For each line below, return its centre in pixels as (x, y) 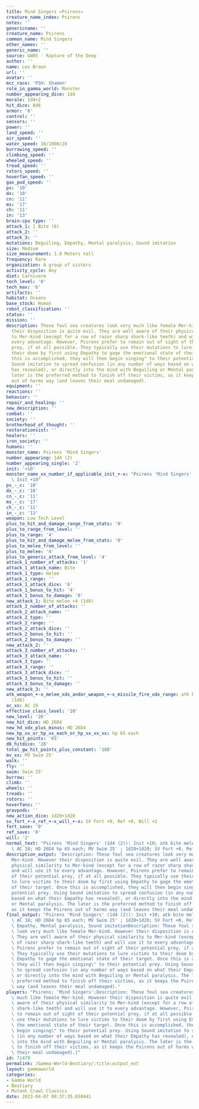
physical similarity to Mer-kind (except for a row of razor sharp (97, 866)
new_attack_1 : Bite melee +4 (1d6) (50, 601)
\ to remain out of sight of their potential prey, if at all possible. (103, 1014)
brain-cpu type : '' (30, 221)
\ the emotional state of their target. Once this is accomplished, (98, 1025)
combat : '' (20, 414)
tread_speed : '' (26, 166)
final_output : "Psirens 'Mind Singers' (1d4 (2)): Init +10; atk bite (95, 915)
